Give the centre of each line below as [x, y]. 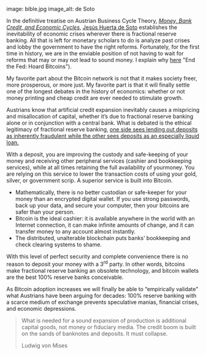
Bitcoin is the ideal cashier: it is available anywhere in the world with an [105, 218]
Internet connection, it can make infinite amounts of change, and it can [105, 225]
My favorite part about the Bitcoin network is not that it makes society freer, [102, 78]
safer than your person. [45, 212]
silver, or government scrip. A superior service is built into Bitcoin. [90, 180]
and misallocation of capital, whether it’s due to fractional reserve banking [100, 116]
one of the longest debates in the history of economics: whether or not [96, 91]
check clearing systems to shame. [59, 244]
